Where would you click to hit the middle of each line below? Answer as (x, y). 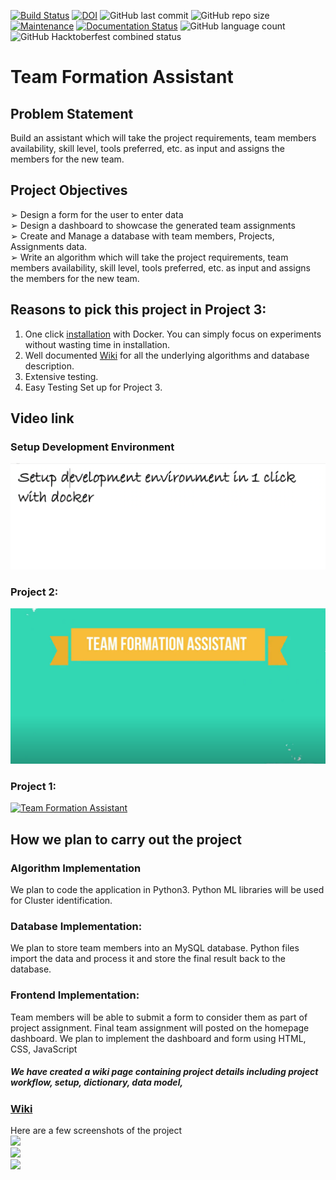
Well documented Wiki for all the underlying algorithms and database (167, 355)
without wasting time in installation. (97, 344)
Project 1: (33, 786)
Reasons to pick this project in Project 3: (138, 310)
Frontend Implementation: (75, 995)
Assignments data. (49, 246)
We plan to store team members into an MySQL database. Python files (155, 948)
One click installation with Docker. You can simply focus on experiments (173, 334)
